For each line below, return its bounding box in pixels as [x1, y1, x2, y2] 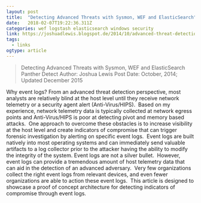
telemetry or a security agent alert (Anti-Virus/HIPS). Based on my [6, 101, 170, 108]
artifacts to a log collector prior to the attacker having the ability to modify [6, 145, 188, 152]
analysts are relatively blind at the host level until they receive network [6, 94, 179, 101]
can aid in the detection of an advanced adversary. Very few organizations [6, 164, 191, 171]
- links [11, 42, 31, 48]
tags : [6, 36, 20, 42]
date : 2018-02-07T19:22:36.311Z [6, 20, 93, 26]
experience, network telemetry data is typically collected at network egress [6, 107, 193, 114]
